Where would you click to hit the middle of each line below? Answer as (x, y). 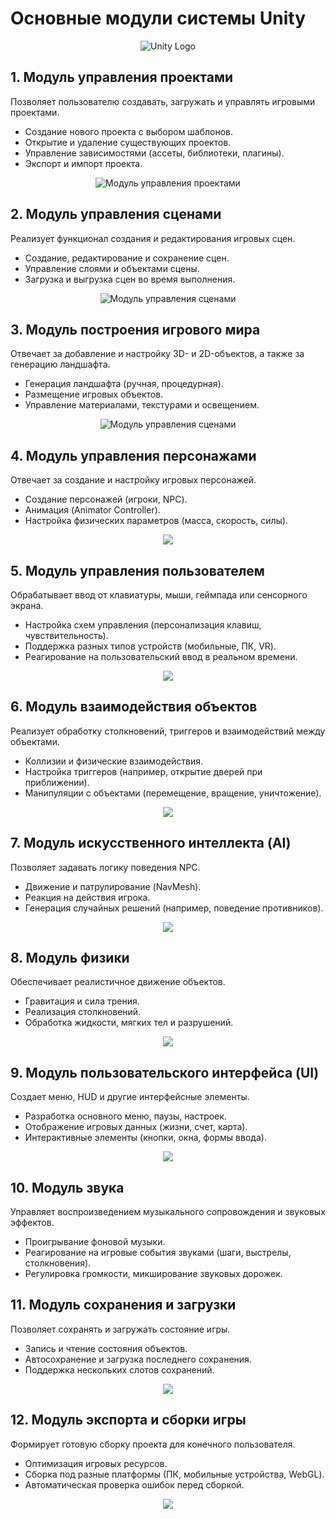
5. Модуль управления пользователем (137, 570)
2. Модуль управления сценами (116, 214)
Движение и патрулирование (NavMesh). (113, 886)
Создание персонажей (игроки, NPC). (106, 499)
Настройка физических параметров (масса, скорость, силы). (156, 521)
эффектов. (32, 1223)
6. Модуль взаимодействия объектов (134, 707)
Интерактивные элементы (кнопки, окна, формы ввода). (145, 1138)
